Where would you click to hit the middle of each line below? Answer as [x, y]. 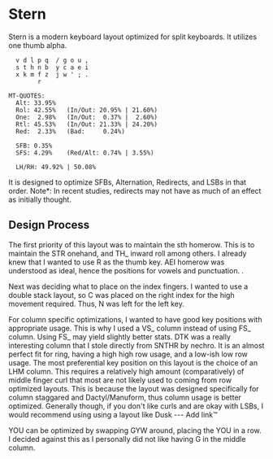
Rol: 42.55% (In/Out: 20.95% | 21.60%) [87, 110]
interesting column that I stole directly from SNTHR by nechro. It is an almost [136, 345]
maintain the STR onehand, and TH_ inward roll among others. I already [128, 253]
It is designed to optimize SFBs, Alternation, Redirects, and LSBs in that [127, 182]
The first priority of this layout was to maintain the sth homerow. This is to [132, 244]
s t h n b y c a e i [52, 67]
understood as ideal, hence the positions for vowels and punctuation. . [126, 270]
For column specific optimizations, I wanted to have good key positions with [135, 319]
